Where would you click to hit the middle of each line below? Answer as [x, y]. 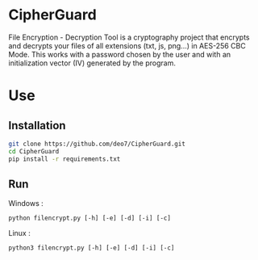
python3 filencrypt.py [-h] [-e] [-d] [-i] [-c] [92, 248]
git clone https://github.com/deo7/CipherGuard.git [97, 144]
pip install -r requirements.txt [64, 159]
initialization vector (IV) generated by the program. [92, 63]
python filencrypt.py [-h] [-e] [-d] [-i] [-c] [90, 218]
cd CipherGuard [34, 151]
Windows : [26, 203]
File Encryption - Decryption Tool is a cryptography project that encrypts [129, 37]
